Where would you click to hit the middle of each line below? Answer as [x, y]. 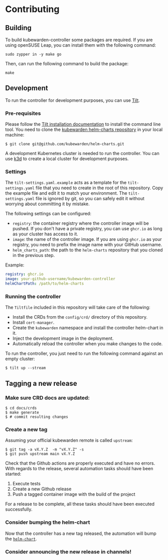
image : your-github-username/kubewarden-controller [60, 279]
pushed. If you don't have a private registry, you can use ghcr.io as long [88, 229]
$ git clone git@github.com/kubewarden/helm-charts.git [65, 144]
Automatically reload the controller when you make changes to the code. [88, 344]
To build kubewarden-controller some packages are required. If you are [79, 40]
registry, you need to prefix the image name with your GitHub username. [87, 245]
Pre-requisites [23, 113]
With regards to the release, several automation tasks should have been [79, 469]
